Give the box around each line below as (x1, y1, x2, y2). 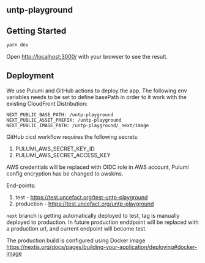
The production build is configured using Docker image (6, 237, 146, 244)
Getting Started (6, 26, 67, 36)
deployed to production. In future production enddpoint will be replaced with (6, 218, 199, 226)
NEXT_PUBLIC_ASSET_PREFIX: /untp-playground (6, 117, 122, 123)
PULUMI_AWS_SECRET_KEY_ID (15, 145, 95, 152)
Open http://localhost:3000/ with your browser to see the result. (6, 53, 168, 61)
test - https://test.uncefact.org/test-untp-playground (15, 193, 148, 201)
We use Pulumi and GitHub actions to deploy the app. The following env (6, 87, 188, 94)
